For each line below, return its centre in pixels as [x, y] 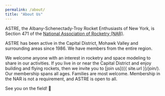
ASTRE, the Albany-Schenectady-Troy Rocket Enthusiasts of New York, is [80, 28]
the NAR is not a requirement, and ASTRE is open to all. [61, 79]
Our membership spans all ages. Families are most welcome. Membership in [83, 73]
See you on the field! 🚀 [28, 88]
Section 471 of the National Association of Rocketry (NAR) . [65, 33]
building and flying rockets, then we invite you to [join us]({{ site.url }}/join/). [83, 68]
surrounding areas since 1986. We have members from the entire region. [79, 48]
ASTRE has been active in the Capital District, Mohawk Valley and [72, 43]
